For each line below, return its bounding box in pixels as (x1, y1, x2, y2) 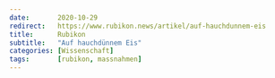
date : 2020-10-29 (9, 13, 99, 22)
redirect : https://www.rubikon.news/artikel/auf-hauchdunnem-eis (9, 22, 267, 30)
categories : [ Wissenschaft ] (9, 47, 115, 56)
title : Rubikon (9, 30, 87, 39)
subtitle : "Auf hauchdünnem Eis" (9, 38, 142, 48)
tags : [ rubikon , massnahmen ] (9, 55, 142, 64)
